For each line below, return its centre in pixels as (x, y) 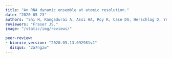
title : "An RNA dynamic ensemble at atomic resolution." (67, 10)
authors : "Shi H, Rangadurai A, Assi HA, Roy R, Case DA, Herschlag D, (83, 19)
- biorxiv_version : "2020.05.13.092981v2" (51, 43)
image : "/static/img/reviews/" (39, 29)
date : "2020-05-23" (26, 15)
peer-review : (19, 38)
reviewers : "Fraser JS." (32, 24)
